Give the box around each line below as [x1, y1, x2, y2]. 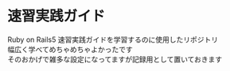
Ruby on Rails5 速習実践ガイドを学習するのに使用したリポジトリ [7, 35, 219, 44]
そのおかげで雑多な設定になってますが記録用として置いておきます [7, 54, 223, 64]
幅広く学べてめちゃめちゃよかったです [7, 44, 133, 54]
